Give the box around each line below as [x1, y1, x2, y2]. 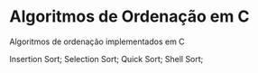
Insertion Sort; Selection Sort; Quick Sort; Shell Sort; [9, 53, 204, 64]
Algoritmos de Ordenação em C [9, 6, 250, 27]
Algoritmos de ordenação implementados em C [9, 36, 185, 47]
